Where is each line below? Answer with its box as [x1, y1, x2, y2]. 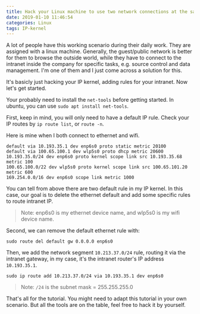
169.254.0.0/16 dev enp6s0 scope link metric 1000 [6, 175, 135, 181]
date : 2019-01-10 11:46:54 [6, 14, 73, 20]
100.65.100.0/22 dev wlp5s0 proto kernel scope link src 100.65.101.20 [6, 164, 187, 170]
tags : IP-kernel [6, 25, 46, 32]
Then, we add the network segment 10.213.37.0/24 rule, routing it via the [6, 249, 186, 256]
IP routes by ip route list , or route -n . [6, 120, 104, 128]
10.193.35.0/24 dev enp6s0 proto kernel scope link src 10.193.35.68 [6, 154, 183, 160]
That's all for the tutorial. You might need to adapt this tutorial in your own [6, 295, 187, 302]
